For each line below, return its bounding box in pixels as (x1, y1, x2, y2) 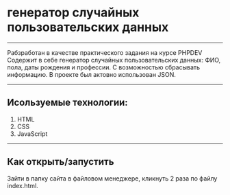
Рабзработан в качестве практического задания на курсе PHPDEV (7, 48, 203, 56)
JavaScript (16, 129, 48, 138)
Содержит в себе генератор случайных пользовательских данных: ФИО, (7, 56, 221, 64)
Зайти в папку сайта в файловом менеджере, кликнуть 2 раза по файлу (7, 174, 218, 183)
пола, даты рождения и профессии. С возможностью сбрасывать (7, 63, 201, 71)
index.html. (7, 181, 39, 190)
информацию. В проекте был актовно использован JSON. (7, 70, 177, 78)
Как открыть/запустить (7, 156, 114, 168)
